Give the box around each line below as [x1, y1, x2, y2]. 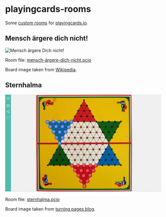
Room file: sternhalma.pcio [5, 196, 60, 202]
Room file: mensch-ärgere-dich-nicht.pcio [5, 57, 92, 63]
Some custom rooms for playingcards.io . [5, 20, 88, 26]
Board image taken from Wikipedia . [5, 66, 77, 72]
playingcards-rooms [5, 3, 92, 15]
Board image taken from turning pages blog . [5, 206, 96, 212]
